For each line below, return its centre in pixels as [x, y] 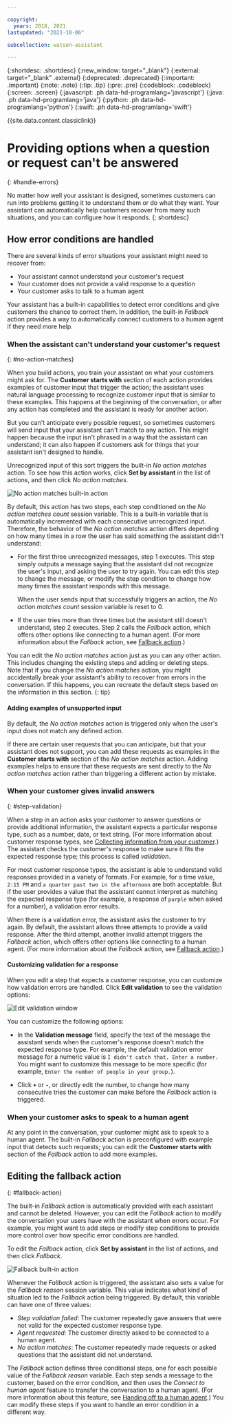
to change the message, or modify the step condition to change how [114, 579]
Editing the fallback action [64, 1176]
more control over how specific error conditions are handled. [93, 1235]
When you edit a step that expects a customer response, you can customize [115, 980]
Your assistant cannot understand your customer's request [100, 276]
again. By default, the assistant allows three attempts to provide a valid [107, 927]
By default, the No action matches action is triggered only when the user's [113, 723]
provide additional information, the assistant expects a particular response [112, 827]
